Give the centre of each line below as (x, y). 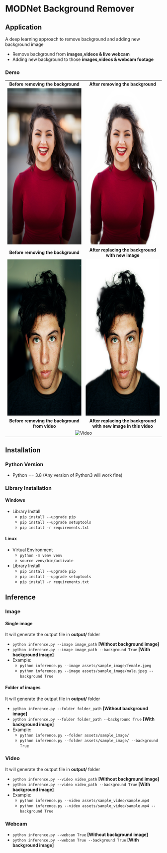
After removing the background (123, 84)
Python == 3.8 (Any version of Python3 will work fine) (67, 475)
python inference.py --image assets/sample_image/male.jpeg (83, 671)
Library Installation (29, 488)
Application (24, 27)
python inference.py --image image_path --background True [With (81, 650)
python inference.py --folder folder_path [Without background (80, 708)
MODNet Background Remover (70, 9)
